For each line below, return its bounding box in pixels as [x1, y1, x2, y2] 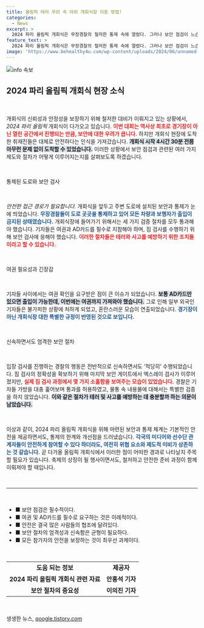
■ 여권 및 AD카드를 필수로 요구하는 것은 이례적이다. [15, 513, 138, 521]
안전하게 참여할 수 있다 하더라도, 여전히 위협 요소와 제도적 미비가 [27, 440, 177, 448]
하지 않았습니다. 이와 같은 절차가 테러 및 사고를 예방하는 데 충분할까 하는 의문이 [12, 393, 196, 400]
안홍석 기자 [106, 574, 137, 583]
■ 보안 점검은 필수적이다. [15, 505, 76, 513]
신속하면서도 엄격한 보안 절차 [6, 338, 75, 345]
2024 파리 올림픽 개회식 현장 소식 [6, 86, 125, 96]
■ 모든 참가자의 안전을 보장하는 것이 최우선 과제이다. [15, 536, 140, 543]
